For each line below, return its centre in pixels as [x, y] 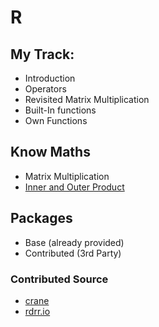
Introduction [50, 78]
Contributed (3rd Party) [73, 253]
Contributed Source [59, 279]
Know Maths [50, 152]
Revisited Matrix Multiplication [87, 99]
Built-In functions [60, 110]
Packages [41, 218]
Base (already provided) [74, 242]
